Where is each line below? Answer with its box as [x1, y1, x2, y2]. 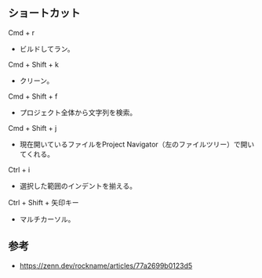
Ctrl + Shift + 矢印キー [8, 197, 79, 207]
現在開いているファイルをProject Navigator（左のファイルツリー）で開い [19, 139, 255, 149]
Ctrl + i [8, 164, 31, 174]
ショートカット [8, 6, 81, 20]
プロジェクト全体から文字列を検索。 [19, 107, 137, 117]
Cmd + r [8, 27, 35, 37]
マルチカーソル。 [19, 214, 75, 224]
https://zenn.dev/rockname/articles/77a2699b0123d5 [19, 261, 193, 270]
